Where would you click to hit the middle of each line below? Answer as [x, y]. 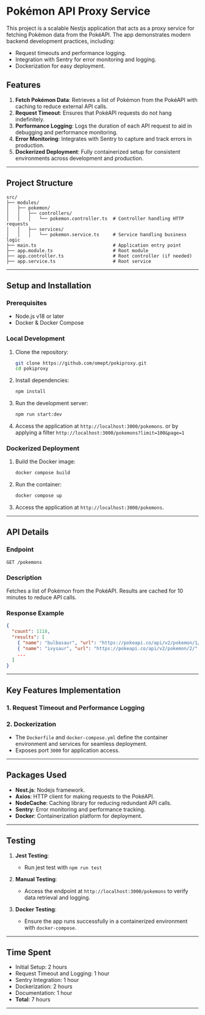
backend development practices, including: [61, 41]
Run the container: [38, 485]
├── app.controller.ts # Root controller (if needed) [99, 256]
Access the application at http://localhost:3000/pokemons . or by [97, 426]
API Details [27, 532]
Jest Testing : [32, 855]
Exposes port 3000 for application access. [67, 750]
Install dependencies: [42, 380]
